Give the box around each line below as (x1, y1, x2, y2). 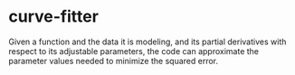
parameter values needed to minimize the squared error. (8, 55, 219, 66)
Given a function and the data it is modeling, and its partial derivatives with (8, 36, 287, 47)
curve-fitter (8, 6, 99, 27)
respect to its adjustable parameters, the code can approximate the (8, 45, 260, 56)
